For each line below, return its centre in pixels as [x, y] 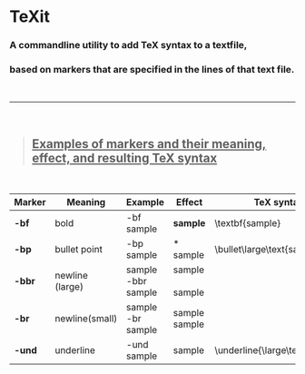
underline [74, 350]
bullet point [78, 250]
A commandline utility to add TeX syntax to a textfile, [128, 45]
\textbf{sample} [248, 223]
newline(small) [86, 319]
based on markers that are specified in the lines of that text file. [152, 70]
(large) [69, 287]
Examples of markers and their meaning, [149, 144]
